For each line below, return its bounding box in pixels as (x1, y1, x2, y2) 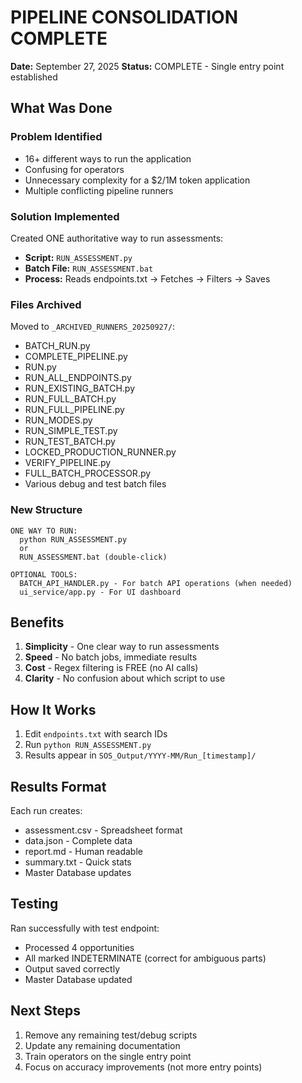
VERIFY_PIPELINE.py (24, 457, 112, 469)
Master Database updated (24, 973, 133, 985)
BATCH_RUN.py (24, 340, 91, 352)
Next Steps (10, 1002, 81, 1020)
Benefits (10, 614, 65, 631)
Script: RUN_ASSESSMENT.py (24, 251, 133, 263)
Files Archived (10, 297, 82, 311)
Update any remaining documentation (24, 1039, 181, 1051)
